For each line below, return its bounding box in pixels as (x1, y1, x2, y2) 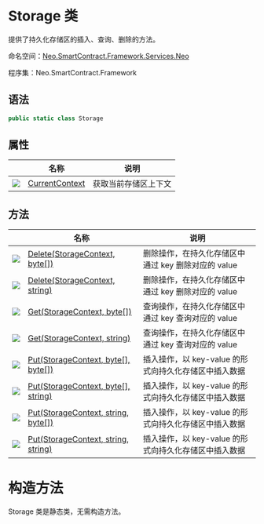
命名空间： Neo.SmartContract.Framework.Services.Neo (8, 51, 190, 60)
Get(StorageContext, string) (27, 333, 131, 344)
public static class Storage (8, 115, 104, 122)
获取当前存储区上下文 (93, 178, 172, 189)
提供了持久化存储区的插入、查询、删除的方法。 (8, 35, 159, 44)
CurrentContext (27, 178, 86, 189)
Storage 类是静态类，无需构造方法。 (8, 507, 126, 516)
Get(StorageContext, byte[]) (27, 307, 132, 318)
